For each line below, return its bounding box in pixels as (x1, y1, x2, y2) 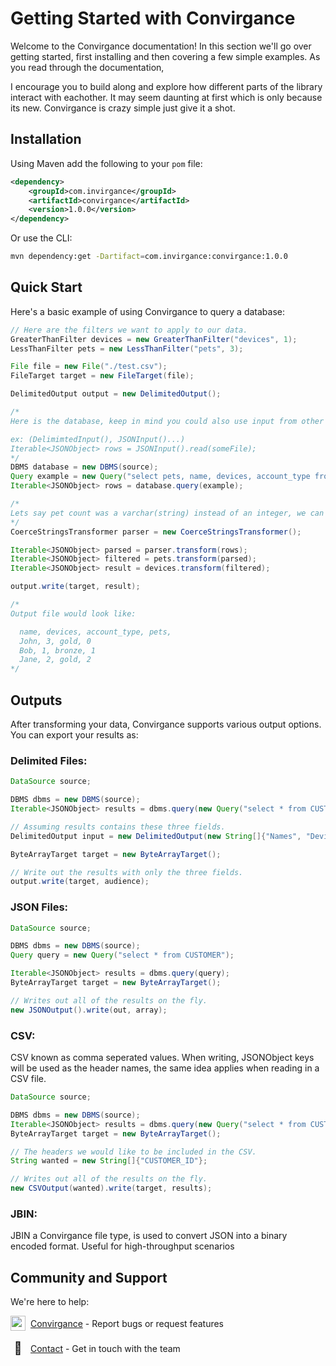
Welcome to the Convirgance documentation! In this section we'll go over (10, 40, 312, 52)
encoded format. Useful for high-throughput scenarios (10, 1240, 235, 1252)
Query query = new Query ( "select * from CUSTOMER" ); (10, 950, 235, 961)
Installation (10, 131, 82, 148)
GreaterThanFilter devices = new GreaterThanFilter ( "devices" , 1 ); (10, 334, 298, 344)
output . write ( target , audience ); (10, 877, 150, 887)
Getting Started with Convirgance (10, 7, 296, 30)
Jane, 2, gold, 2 (19, 655, 92, 665)
